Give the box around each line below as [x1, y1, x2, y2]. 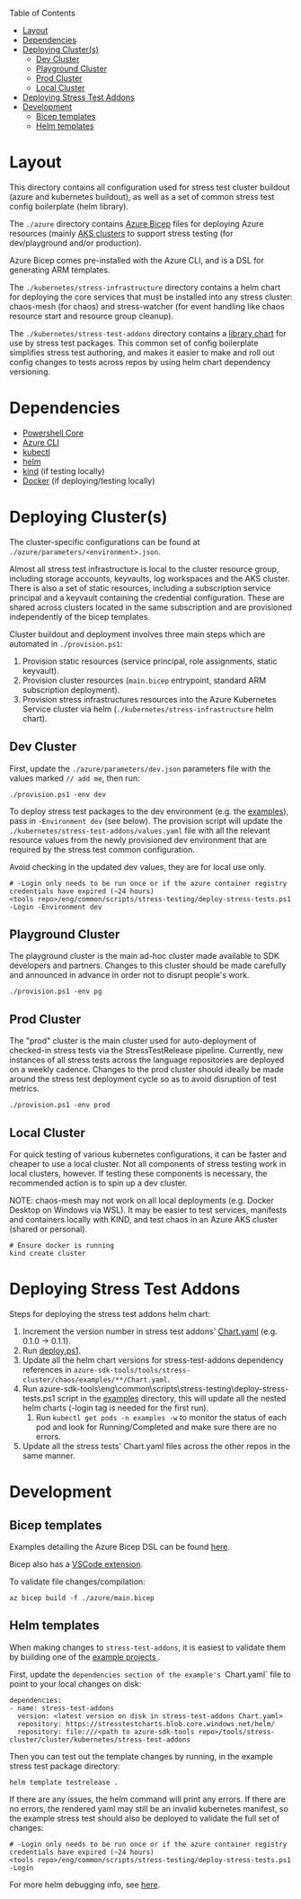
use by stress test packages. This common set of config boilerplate [9, 337, 259, 348]
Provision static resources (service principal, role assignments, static [22, 656, 278, 667]
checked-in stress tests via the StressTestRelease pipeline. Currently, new [9, 1045, 284, 1056]
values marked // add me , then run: [9, 773, 140, 784]
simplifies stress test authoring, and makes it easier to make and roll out [9, 346, 276, 358]
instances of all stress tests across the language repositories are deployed [9, 1054, 285, 1065]
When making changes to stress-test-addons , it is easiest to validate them [9, 1642, 286, 1653]
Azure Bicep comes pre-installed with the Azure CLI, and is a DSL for [9, 255, 265, 265]
